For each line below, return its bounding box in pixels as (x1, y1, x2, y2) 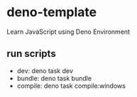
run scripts (6, 48, 56, 60)
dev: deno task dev (16, 66, 74, 75)
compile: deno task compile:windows (16, 82, 126, 90)
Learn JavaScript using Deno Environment (6, 27, 131, 36)
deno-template (6, 4, 97, 20)
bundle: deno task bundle (16, 74, 92, 82)
